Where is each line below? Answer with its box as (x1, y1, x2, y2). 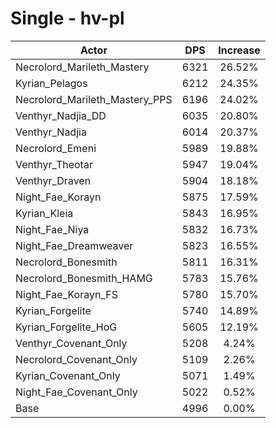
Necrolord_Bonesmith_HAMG (15, 271, 153, 285)
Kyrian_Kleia (15, 206, 74, 220)
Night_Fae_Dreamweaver (15, 238, 134, 252)
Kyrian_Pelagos (15, 76, 88, 90)
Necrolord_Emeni (15, 141, 97, 155)
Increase (218, 43, 261, 57)
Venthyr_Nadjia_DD (15, 108, 107, 122)
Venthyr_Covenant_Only (15, 336, 128, 350)
